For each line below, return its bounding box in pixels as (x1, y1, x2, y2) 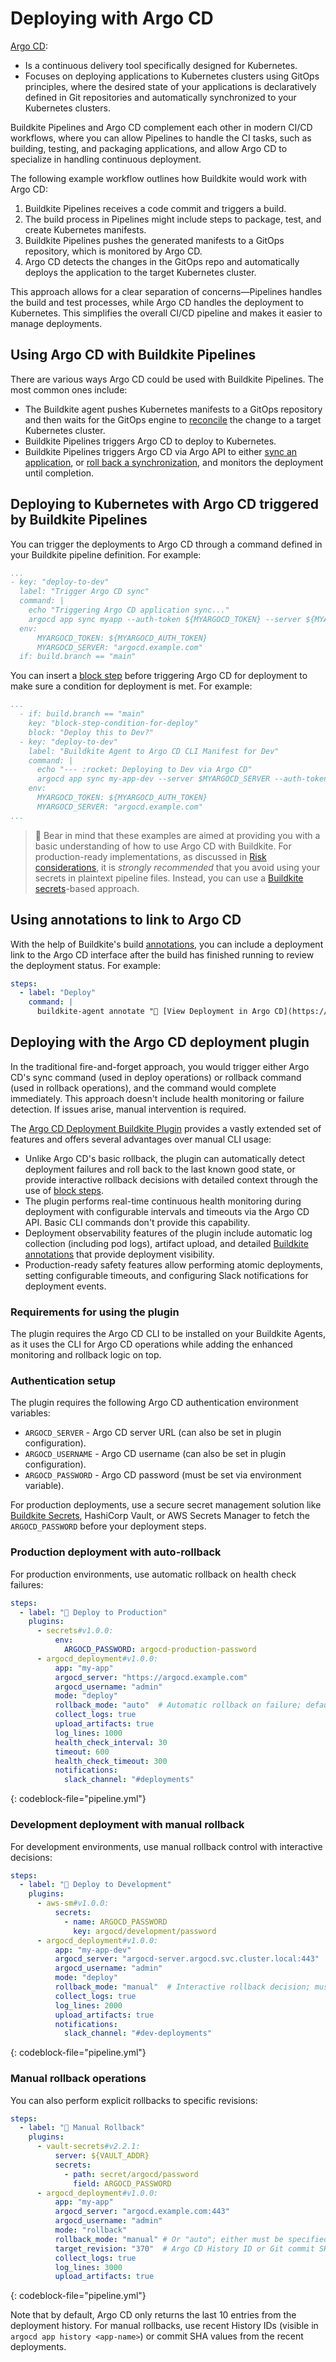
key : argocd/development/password (73, 1926, 217, 1936)
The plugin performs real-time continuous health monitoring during (24, 1195, 302, 1207)
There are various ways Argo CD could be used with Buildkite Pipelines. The (10, 373, 325, 385)
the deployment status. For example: (10, 959, 162, 971)
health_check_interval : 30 (54, 1737, 168, 1747)
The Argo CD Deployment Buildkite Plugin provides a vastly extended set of (10, 1122, 322, 1134)
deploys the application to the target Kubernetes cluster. (24, 266, 257, 278)
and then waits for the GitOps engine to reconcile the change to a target (24, 413, 322, 426)
